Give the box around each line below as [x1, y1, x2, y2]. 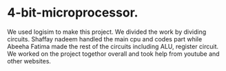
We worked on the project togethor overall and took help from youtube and [7, 50, 220, 58]
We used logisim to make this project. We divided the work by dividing [7, 28, 207, 36]
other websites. [7, 57, 52, 65]
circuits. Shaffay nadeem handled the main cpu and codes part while [7, 34, 203, 43]
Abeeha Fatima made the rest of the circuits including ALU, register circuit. [7, 42, 219, 50]
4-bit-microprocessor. [7, 5, 138, 21]
